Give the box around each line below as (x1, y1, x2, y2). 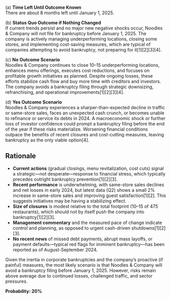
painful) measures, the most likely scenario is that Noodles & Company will (5, 262, 162, 268)
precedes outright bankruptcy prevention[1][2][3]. (12, 176, 118, 182)
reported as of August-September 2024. (12, 246, 98, 253)
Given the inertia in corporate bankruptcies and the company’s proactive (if (5, 256, 163, 262)
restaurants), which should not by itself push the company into (12, 209, 144, 215)
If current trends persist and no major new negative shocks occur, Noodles (5, 25, 163, 31)
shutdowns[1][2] (131, 225, 166, 231)
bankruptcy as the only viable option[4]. (5, 137, 89, 143)
